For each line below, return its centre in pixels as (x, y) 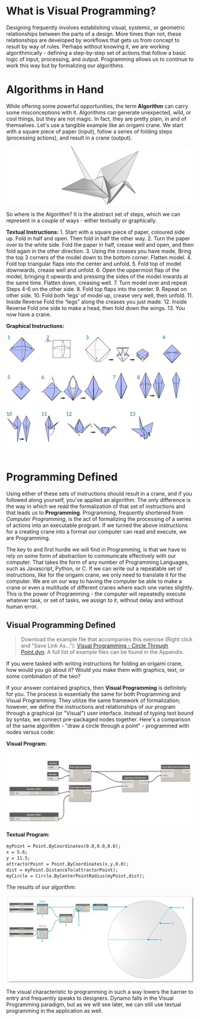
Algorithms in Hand (55, 90)
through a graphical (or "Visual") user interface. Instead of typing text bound (100, 713)
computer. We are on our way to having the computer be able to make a (94, 581)
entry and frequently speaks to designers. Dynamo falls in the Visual (90, 998)
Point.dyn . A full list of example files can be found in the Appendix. (102, 652)
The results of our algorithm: (41, 887)
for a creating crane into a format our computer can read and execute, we (96, 531)
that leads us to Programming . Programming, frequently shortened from (95, 512)
